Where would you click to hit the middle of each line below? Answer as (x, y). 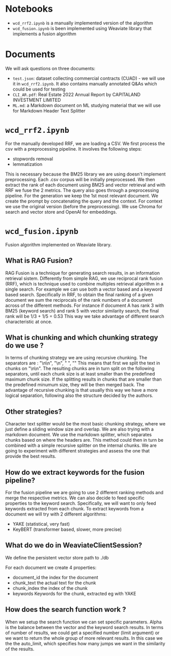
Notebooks (29, 9)
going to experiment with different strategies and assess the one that (78, 451)
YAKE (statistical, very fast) (41, 524)
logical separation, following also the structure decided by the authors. (79, 395)
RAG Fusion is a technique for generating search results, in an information (83, 273)
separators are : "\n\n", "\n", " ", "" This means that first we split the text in (83, 363)
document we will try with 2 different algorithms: (56, 514)
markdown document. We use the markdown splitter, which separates (79, 435)
